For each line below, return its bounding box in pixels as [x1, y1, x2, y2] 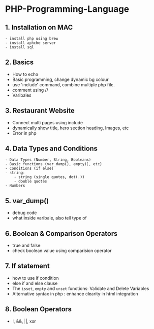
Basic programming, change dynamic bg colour [12, 76, 109, 82]
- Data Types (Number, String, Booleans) [5, 157, 92, 162]
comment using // [12, 87, 48, 93]
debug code [12, 210, 37, 216]
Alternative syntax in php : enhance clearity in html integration [12, 291, 139, 296]
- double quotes [14, 179, 48, 184]
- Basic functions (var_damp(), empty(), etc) [5, 162, 102, 167]
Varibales [12, 92, 31, 98]
